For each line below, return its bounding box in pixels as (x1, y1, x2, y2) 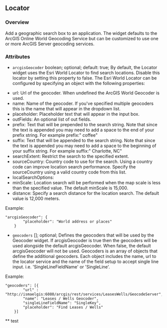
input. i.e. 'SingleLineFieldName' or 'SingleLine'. (12, 263, 110, 270)
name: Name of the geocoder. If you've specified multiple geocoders (12, 100, 154, 106)
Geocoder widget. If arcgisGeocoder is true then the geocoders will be (12, 237, 158, 243)
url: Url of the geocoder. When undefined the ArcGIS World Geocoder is (12, 89, 160, 96)
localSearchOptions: (12, 174, 54, 180)
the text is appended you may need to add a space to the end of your (12, 127, 155, 133)
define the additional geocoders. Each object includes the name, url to (12, 253, 157, 259)
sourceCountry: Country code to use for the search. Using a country (12, 159, 153, 164)
